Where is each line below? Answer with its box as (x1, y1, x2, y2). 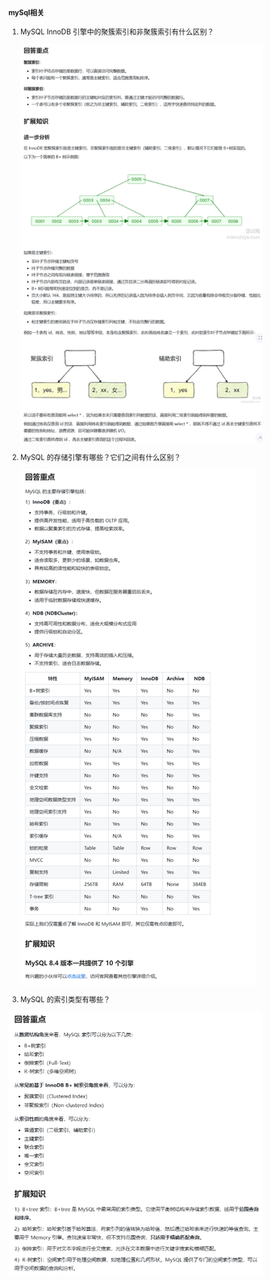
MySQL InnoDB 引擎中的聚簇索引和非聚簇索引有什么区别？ (19, 27, 215, 36)
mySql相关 (8, 7, 44, 17)
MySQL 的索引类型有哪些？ (19, 994, 110, 1005)
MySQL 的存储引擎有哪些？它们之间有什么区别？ (19, 452, 181, 462)
